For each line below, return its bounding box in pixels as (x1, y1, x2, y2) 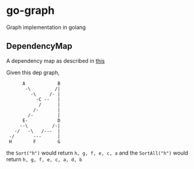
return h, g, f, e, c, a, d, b (6, 155, 83, 163)
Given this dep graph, (6, 69, 60, 76)
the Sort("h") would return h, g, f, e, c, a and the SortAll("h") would (6, 149, 189, 156)
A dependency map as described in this (6, 57, 105, 64)
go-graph (6, 4, 55, 18)
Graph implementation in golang (6, 24, 86, 31)
